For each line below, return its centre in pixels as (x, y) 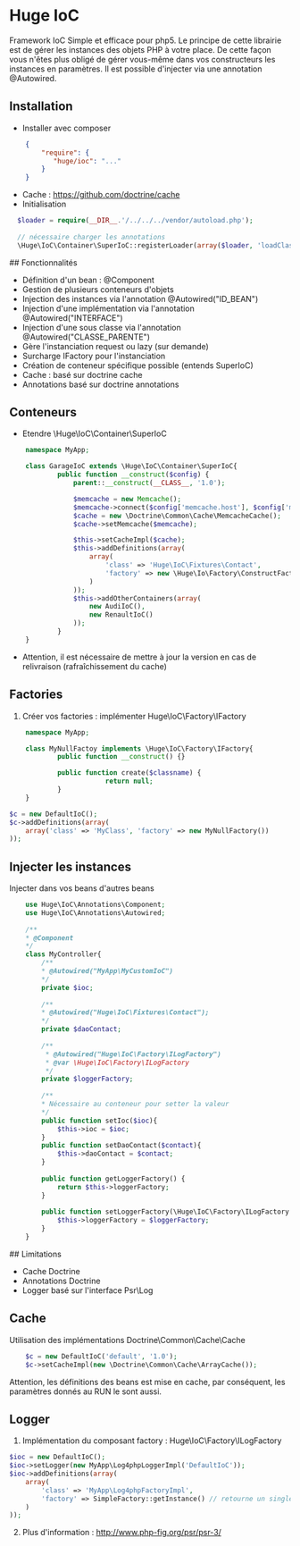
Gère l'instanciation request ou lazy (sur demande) (116, 346)
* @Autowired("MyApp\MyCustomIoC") (108, 971)
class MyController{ (63, 954)
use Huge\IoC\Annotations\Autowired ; (96, 912)
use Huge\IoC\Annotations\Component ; (96, 905)
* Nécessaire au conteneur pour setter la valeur (135, 1105)
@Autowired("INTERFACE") (72, 317)
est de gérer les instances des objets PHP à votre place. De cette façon (141, 49)
